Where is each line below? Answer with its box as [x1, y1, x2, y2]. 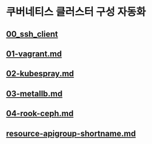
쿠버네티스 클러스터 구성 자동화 [6, 5, 146, 19]
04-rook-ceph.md [6, 109, 74, 119]
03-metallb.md [6, 88, 63, 98]
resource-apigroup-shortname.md [6, 128, 136, 138]
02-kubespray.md [6, 68, 75, 79]
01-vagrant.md [6, 49, 62, 59]
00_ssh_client [6, 29, 58, 39]
